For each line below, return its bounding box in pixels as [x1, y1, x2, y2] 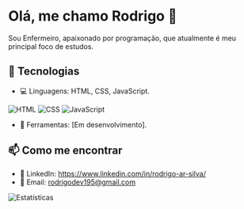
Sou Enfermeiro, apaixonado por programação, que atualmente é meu [8, 33, 236, 43]
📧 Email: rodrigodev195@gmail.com [19, 177, 136, 187]
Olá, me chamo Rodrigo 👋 [8, 7, 177, 25]
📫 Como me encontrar [8, 144, 123, 158]
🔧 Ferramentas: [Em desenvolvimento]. [19, 120, 147, 129]
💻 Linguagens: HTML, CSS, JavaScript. [19, 86, 151, 96]
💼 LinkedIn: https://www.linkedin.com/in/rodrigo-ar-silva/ [19, 169, 206, 178]
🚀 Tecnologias [8, 65, 80, 78]
